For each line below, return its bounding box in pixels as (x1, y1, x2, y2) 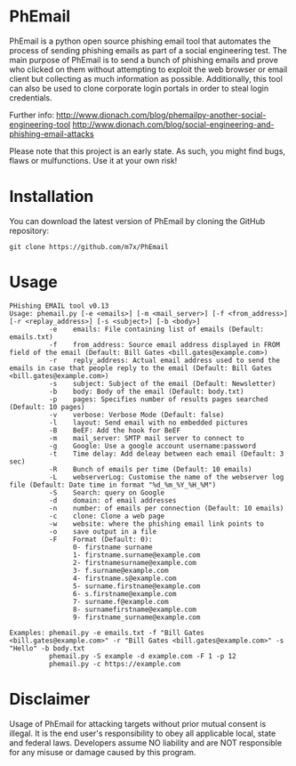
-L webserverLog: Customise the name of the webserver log (48, 472, 284, 481)
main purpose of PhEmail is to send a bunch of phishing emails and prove (9, 54, 278, 65)
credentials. (9, 92, 52, 103)
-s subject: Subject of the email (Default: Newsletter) (48, 379, 276, 388)
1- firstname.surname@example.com (72, 550, 201, 560)
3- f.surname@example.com (72, 566, 169, 575)
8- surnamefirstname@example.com (72, 605, 197, 614)
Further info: (9, 109, 55, 120)
